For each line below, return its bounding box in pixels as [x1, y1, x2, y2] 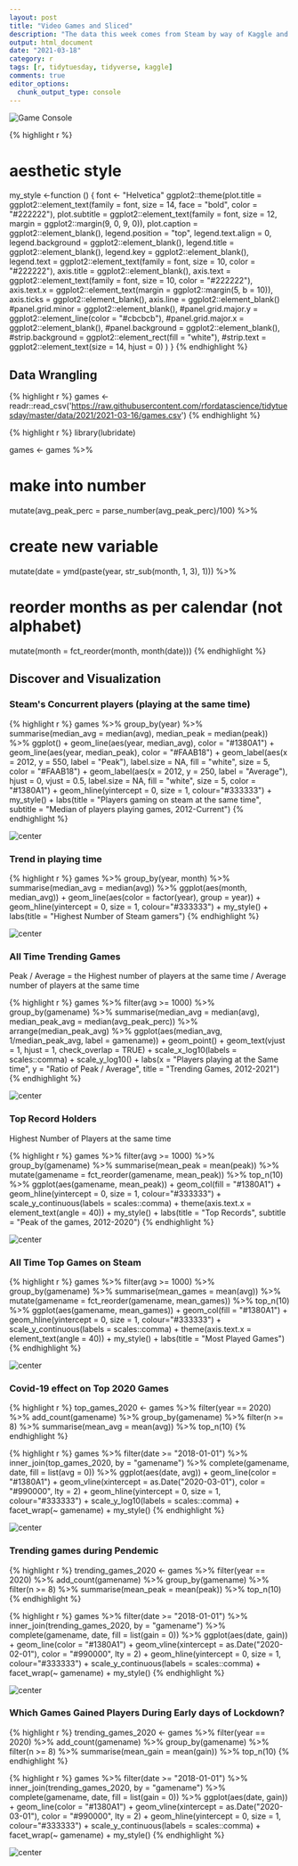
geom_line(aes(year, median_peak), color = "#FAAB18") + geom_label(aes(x [9, 746, 287, 758]
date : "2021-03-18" [9, 46, 82, 55]
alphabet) [9, 616, 83, 637]
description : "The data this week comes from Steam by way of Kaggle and [9, 29, 289, 38]
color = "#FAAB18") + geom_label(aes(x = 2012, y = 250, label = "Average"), [9, 766, 288, 777]
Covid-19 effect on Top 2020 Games [9, 1382, 169, 1394]
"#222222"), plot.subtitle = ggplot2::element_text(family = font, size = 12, [9, 209, 278, 219]
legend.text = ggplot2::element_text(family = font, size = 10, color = [9, 256, 256, 267]
